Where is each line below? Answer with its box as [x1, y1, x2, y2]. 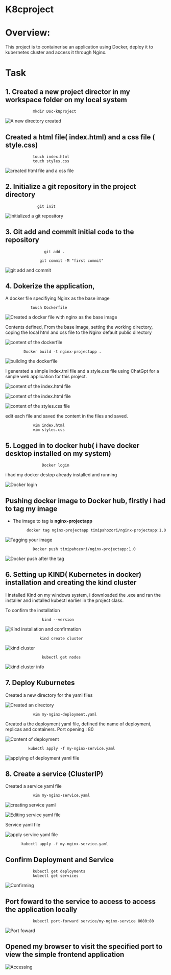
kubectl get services [32, 873, 79, 879]
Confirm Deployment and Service [5, 855, 114, 864]
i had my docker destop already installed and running [5, 472, 117, 478]
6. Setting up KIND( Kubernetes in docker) [5, 570, 142, 579]
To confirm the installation [5, 607, 60, 613]
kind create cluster [39, 636, 83, 641]
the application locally [5, 905, 78, 914]
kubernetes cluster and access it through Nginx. [5, 50, 107, 56]
